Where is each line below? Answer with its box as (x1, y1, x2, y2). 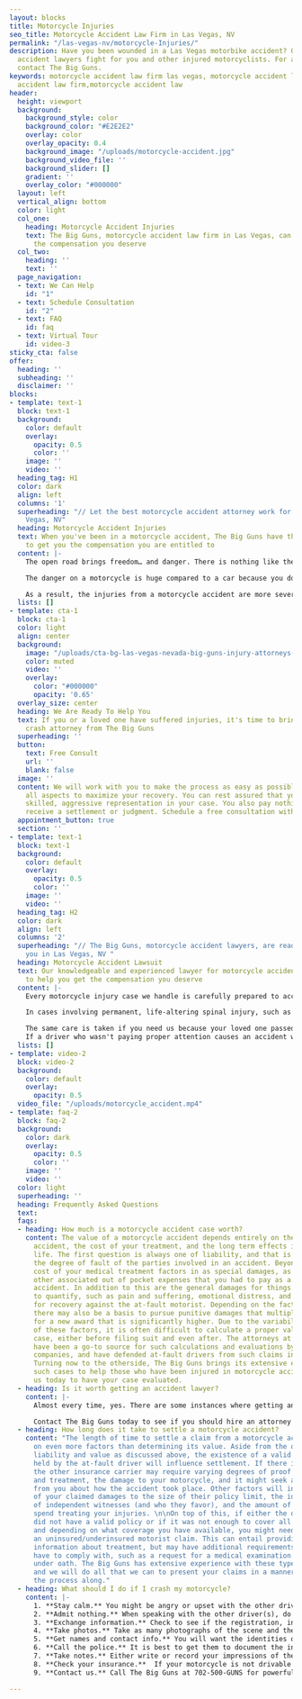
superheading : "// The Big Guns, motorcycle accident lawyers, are (17, 942, 276, 951)
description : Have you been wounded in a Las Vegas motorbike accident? (9, 47, 288, 56)
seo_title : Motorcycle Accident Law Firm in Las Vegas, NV (9, 30, 235, 39)
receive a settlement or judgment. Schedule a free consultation (25, 808, 276, 817)
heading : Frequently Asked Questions (17, 1199, 159, 1209)
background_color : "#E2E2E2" (25, 122, 135, 131)
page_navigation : (17, 273, 83, 282)
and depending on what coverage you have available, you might (32, 1525, 276, 1535)
